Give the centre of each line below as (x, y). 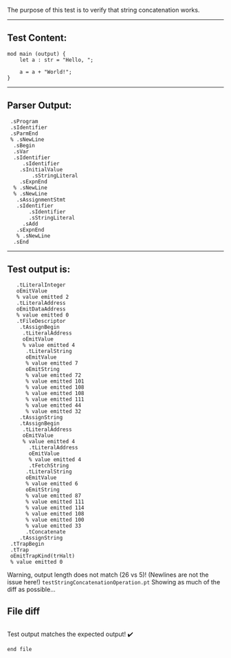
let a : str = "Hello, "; (57, 60)
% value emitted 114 (55, 508)
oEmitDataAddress (41, 309)
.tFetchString (49, 466)
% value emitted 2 (43, 297)
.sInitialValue (41, 169)
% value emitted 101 (55, 381)
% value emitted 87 (53, 496)
